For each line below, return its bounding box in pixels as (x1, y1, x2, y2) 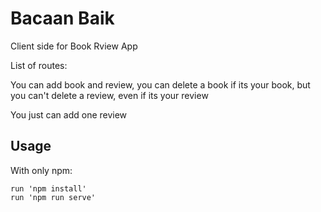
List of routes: (10, 59, 68, 71)
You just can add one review (10, 108, 128, 121)
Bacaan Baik (10, 7, 115, 30)
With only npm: (10, 164, 73, 176)
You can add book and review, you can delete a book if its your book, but (10, 78, 311, 91)
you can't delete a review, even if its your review (10, 89, 209, 101)
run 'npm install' (10, 183, 87, 194)
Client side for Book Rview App (10, 40, 138, 52)
